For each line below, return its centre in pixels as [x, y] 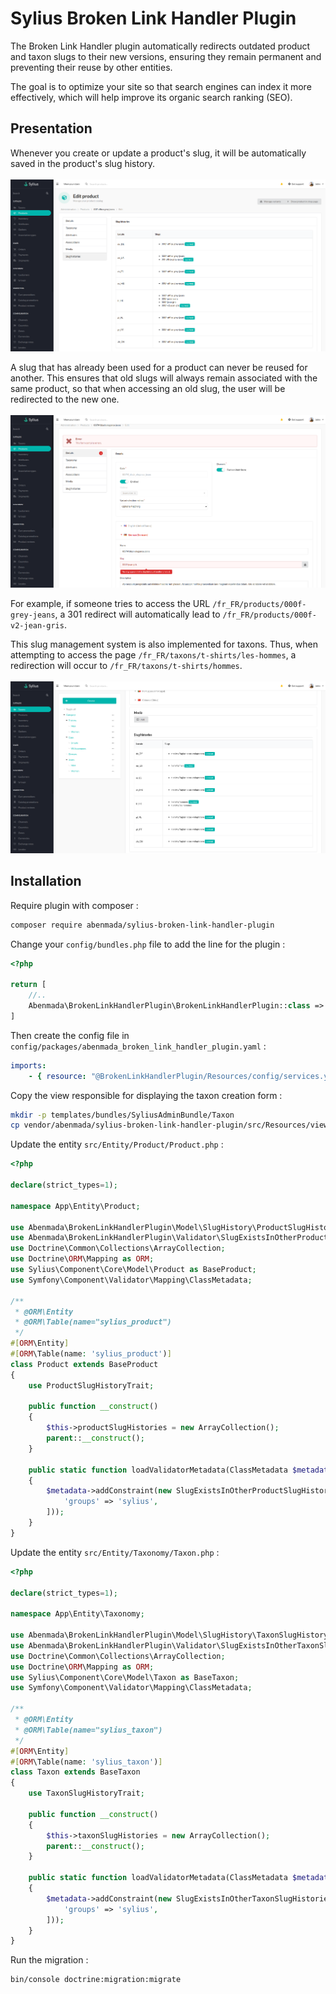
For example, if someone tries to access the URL [110, 603]
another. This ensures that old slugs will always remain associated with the [164, 378]
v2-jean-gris [37, 625]
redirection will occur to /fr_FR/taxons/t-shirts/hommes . [126, 665]
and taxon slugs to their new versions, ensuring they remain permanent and [166, 56]
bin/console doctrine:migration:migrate [96, 1980]
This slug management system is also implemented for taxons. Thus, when [164, 644]
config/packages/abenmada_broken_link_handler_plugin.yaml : [138, 1046]
